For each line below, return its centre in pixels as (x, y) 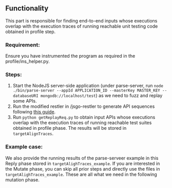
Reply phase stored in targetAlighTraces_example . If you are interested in (83, 163)
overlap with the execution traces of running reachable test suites (82, 123)
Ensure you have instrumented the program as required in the (70, 56)
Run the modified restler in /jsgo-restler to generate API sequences (84, 106)
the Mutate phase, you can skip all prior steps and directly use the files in (83, 169)
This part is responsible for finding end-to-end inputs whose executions (81, 20)
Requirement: (23, 44)
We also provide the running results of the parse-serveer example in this (82, 158)
